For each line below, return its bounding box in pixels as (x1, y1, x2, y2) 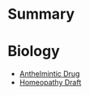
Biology (7, 42, 60, 61)
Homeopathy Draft (19, 78, 82, 88)
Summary (7, 5, 75, 24)
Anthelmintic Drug (19, 69, 80, 79)
